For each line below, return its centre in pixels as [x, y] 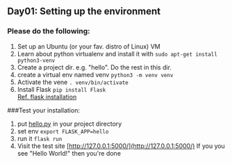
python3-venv [36, 60]
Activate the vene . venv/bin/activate [73, 82]
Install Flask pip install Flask [61, 89]
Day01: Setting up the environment [84, 11]
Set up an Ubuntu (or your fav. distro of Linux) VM [89, 46]
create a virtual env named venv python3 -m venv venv [95, 74]
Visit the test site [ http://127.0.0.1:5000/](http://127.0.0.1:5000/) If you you [121, 146]
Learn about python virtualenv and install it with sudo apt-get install [117, 54]
